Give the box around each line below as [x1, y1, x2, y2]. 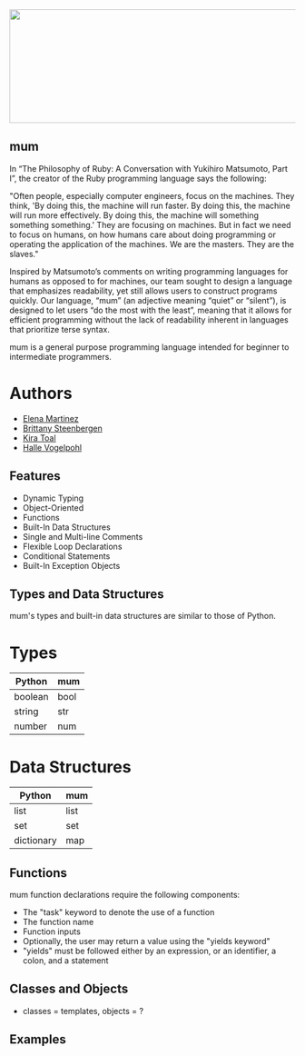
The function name [22, 917, 94, 928]
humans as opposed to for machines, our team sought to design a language [9, 275, 293, 286]
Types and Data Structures [9, 586, 165, 602]
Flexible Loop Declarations [22, 541, 123, 552]
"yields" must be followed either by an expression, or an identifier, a [22, 945, 277, 957]
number [14, 720, 48, 732]
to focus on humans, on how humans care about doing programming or [9, 229, 277, 240]
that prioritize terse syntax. [9, 324, 111, 334]
